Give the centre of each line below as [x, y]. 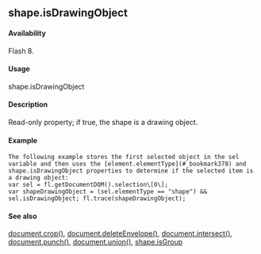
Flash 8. [21, 51]
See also [23, 216]
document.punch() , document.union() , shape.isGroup [96, 242]
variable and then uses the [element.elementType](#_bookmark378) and [127, 164]
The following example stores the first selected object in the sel [124, 157]
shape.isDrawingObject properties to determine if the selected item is [131, 171]
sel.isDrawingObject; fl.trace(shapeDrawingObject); [97, 199]
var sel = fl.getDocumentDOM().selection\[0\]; [88, 185]
